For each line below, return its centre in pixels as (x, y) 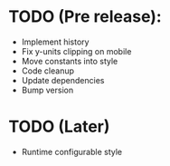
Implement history (55, 42)
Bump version (47, 90)
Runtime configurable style (72, 151)
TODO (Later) (59, 127)
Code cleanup (47, 71)
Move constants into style (70, 61)
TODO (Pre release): (85, 17)
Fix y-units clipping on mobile (76, 51)
